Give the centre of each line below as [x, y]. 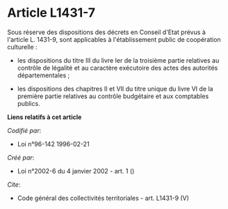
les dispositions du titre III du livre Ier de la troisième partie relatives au [118, 60]
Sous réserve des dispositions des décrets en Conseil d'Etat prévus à [107, 32]
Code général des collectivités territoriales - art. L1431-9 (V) [103, 198]
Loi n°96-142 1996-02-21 [53, 144]
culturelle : [22, 47]
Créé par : [21, 157]
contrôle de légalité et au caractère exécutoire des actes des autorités [117, 68]
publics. [28, 103]
